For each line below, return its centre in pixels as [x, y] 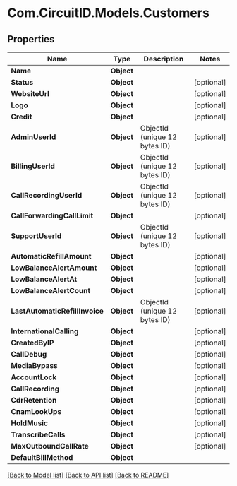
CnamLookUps [36, 411]
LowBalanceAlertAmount [54, 268]
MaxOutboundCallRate [50, 446]
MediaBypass [34, 366]
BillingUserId [33, 166]
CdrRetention [34, 400]
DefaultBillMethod [42, 457]
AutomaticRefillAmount [51, 256]
